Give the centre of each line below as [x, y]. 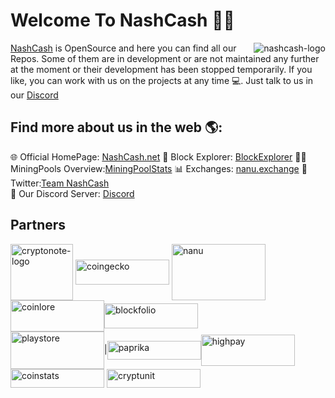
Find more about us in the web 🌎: [116, 127]
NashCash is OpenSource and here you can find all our [123, 48]
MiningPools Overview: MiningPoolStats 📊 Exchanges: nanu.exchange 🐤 [159, 168]
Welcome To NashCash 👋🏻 [122, 20]
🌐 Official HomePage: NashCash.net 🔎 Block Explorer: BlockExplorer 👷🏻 [158, 156]
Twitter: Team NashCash [60, 183]
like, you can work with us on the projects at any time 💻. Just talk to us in [162, 80]
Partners [38, 225]
